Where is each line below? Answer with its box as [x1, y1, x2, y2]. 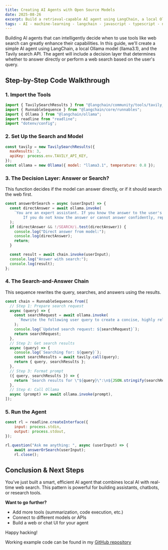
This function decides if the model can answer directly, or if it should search [5, 186, 162, 192]
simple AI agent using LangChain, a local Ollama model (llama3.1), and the [5, 46, 157, 52]
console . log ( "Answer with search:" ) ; [9, 256, 88, 262]
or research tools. [5, 490, 41, 496]
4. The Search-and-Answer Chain [5, 278, 89, 285]
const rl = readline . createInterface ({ [5, 420, 88, 425]
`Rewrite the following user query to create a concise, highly [18, 317, 155, 323]
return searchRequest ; [14, 331, 61, 336]
